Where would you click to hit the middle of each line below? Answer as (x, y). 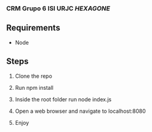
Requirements (33, 28)
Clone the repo (33, 76)
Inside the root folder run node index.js (63, 99)
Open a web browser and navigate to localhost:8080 (80, 111)
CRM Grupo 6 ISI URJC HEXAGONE (58, 8)
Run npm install (34, 87)
